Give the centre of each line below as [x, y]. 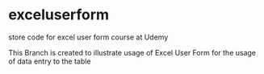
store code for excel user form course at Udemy [88, 37]
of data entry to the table [50, 61]
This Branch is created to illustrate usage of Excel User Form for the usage [132, 52]
